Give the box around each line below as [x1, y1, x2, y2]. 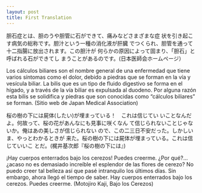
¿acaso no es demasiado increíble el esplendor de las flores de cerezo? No [6, 160, 194, 168]
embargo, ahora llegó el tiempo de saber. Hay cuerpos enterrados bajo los [6, 174, 192, 181]
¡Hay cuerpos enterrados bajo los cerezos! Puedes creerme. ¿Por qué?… [6, 154, 188, 161]
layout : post [6, 8, 39, 15]
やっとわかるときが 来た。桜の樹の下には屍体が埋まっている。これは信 [16, 134, 194, 141]
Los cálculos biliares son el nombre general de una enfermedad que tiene [6, 67, 190, 74]
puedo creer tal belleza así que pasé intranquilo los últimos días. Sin [6, 167, 177, 174]
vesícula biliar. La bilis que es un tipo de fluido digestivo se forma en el [6, 80, 183, 87]
